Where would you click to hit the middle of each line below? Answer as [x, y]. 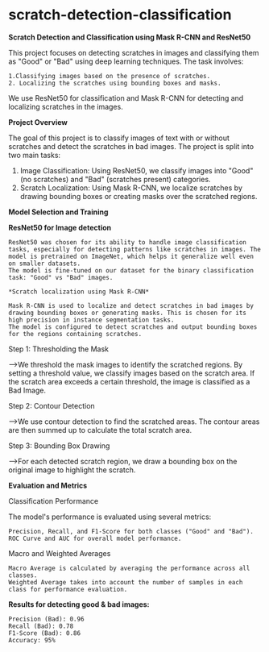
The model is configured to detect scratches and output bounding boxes [133, 327]
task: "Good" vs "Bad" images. [61, 277]
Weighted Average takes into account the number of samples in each [126, 582]
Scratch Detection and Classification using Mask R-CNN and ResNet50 [130, 37]
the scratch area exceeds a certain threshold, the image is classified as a [129, 381]
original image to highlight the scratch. [72, 470]
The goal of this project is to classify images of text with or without [119, 138]
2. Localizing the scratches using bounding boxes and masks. [115, 83]
